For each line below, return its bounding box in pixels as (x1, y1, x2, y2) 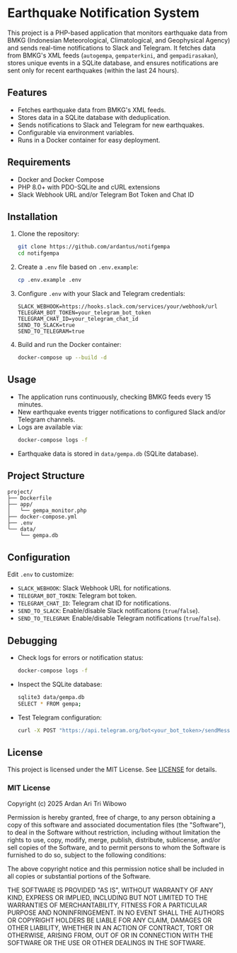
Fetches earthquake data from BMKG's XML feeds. (17, 105, 166, 114)
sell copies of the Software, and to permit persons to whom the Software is (7, 843, 226, 852)
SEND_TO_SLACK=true (17, 321, 76, 329)
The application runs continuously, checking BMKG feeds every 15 (17, 392, 212, 401)
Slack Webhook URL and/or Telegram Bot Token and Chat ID (17, 190, 195, 199)
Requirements (7, 156, 71, 168)
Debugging (7, 634, 58, 646)
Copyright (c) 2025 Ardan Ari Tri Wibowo (7, 799, 127, 808)
